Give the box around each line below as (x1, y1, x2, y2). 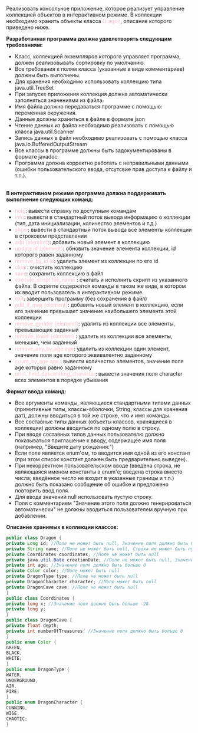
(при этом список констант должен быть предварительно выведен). (14, 456, 187, 462)
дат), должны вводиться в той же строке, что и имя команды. (14, 412, 171, 419)
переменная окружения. (14, 109, 77, 116)
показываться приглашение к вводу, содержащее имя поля (14, 437, 166, 444)
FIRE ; (6, 688, 19, 695)
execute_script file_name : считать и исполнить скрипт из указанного (14, 277, 187, 283)
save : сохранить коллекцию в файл (14, 270, 104, 277)
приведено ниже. (6, 24, 50, 31)
